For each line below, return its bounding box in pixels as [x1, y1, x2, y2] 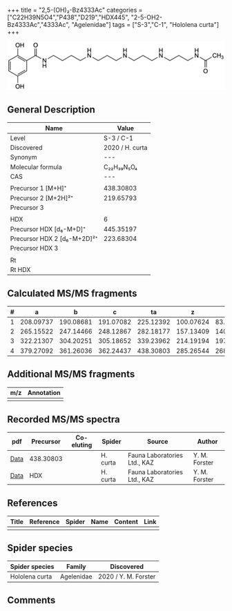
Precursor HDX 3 [10, 244, 59, 253]
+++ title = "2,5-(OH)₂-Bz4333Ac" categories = [7, 6, 143, 14]
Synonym [10, 153, 37, 162]
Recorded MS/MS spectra [7, 414, 121, 425]
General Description [7, 104, 95, 115]
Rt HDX [10, 265, 31, 273]
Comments [7, 594, 56, 606]
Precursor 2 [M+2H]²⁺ [10, 193, 74, 202]
